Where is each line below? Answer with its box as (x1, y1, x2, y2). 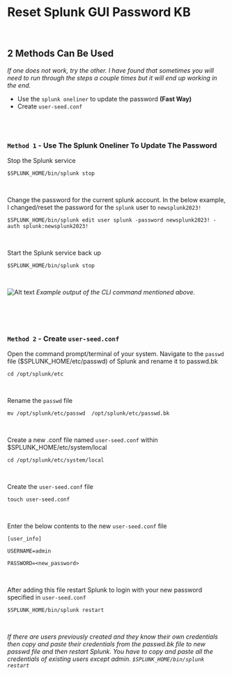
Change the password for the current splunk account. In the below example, (7, 196, 226, 204)
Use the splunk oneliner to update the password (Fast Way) (17, 94, 192, 103)
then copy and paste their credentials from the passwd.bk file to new (7, 640, 206, 648)
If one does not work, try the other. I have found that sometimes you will (7, 66, 215, 74)
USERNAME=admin (7, 548, 52, 555)
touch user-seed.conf (7, 496, 70, 504)
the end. (7, 81, 31, 90)
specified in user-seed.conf (7, 593, 86, 602)
